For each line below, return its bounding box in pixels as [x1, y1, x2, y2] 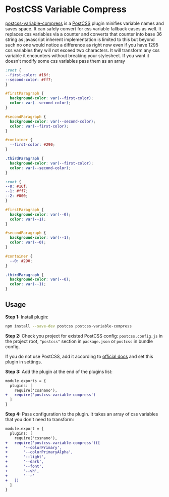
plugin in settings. [5, 358, 42, 365]
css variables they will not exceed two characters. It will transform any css [5, 47, 160, 53]
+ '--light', [5, 454, 46, 460]
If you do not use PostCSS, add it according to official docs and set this [5, 353, 153, 359]
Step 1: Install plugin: [5, 314, 49, 320]
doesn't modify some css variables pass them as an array [5, 58, 125, 64]
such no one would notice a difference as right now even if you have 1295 [5, 42, 159, 48]
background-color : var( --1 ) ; [10, 235, 71, 240]
